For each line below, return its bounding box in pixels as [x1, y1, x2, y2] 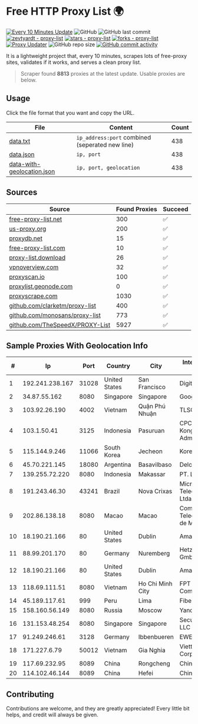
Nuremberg [138, 550, 170, 558]
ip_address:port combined [76, 133, 151, 141]
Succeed [163, 205, 189, 213]
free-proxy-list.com [9, 244, 66, 252]
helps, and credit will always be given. [6, 711, 98, 719]
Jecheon [138, 447, 163, 455]
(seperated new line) [76, 140, 134, 148]
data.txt [9, 137, 31, 145]
